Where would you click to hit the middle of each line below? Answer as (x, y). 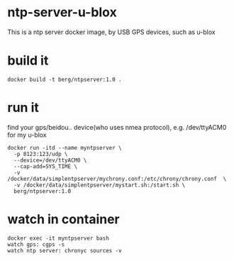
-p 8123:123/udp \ (41, 154)
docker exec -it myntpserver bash (58, 238)
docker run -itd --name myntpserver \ (65, 148)
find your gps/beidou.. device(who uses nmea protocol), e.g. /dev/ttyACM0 (117, 127)
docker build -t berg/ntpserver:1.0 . (65, 79)
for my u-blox (27, 135)
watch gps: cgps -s (36, 244)
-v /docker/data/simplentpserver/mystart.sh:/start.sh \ (100, 185)
